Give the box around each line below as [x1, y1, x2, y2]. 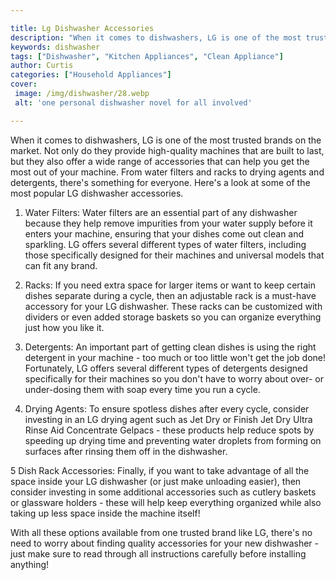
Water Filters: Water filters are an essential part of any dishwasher [24, 206, 298, 218]
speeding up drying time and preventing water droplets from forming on [24, 434, 322, 446]
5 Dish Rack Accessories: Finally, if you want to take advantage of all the [10, 464, 310, 476]
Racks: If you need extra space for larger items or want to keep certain [24, 279, 317, 291]
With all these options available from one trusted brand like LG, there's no [10, 526, 313, 538]
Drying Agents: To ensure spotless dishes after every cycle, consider [24, 402, 310, 415]
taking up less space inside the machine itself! [10, 507, 201, 519]
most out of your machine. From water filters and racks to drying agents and [10, 166, 325, 178]
